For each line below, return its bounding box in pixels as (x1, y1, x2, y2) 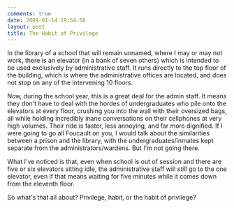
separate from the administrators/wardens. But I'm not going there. (7, 144, 200, 152)
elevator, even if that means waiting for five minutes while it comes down (7, 172, 217, 181)
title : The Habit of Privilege (7, 29, 98, 37)
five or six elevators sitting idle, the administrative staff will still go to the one (7, 165, 227, 173)
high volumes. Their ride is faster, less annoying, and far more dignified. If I (7, 121, 223, 130)
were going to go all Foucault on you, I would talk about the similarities (7, 129, 210, 138)
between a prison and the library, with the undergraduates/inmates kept (7, 137, 214, 145)
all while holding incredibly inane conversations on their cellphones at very (7, 114, 222, 123)
